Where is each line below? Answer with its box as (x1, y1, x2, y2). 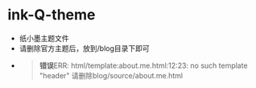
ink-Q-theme (7, 6, 96, 24)
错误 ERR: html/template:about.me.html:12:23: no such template (39, 61, 248, 70)
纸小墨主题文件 (19, 33, 69, 43)
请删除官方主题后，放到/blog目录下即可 (19, 43, 150, 53)
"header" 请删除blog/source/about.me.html (39, 70, 184, 80)
